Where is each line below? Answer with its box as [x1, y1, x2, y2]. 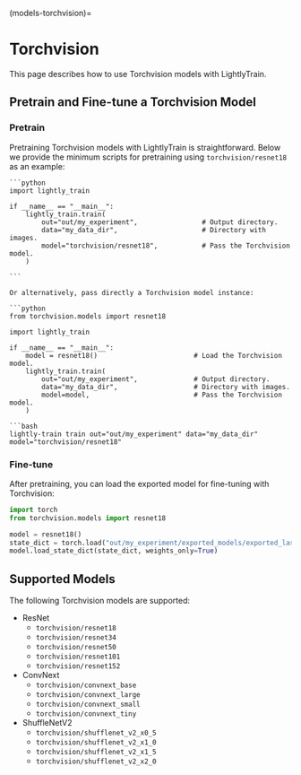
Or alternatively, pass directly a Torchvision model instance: [9, 288, 254, 297]
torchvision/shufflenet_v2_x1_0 [35, 738, 157, 747]
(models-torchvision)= [9, 8, 92, 18]
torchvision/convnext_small [35, 700, 141, 710]
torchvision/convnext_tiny [35, 710, 137, 718]
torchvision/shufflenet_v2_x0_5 [35, 728, 157, 738]
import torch [9, 505, 58, 514]
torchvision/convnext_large [35, 691, 141, 700]
